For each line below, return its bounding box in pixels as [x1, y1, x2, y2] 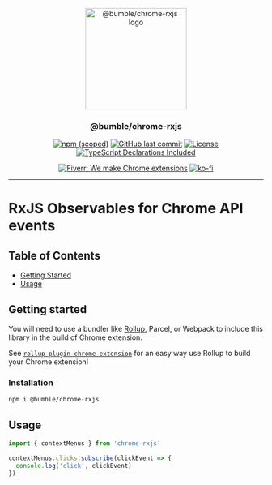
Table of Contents [8, 248, 101, 263]
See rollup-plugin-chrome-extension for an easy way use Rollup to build [8, 349, 251, 358]
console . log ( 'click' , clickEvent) [15, 461, 132, 470]
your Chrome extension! [8, 357, 89, 367]
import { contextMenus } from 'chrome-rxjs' [8, 440, 161, 448]
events [8, 217, 56, 235]
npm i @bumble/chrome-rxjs [8, 396, 100, 404]
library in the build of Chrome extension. [8, 333, 143, 342]
